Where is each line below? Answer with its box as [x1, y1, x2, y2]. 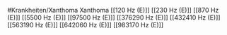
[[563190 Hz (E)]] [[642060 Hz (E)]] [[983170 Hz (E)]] [7, 21, 164, 29]
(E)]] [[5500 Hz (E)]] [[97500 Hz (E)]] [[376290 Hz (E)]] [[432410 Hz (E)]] [7, 13, 221, 22]
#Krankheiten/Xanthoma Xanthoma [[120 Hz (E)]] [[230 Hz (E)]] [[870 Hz [7, 6, 219, 14]
